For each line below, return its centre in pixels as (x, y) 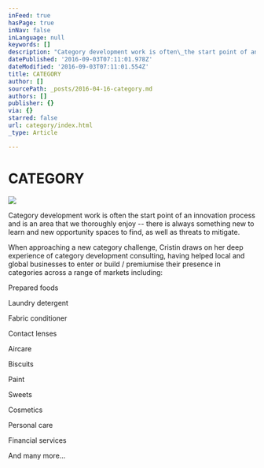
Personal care (31, 425)
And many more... (37, 455)
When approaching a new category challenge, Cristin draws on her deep (126, 247)
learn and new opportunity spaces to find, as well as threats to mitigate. (124, 232)
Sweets (20, 394)
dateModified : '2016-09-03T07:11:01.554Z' (79, 67)
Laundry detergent (38, 303)
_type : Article (33, 132)
